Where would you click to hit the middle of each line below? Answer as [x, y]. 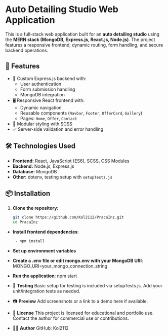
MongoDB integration [42, 94]
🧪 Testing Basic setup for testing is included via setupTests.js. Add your [88, 286]
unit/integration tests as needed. [46, 291]
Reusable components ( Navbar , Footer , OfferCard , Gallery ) [81, 113]
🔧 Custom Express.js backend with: [49, 78]
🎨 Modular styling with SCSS [42, 124]
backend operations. [27, 50]
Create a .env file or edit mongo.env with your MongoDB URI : [78, 260]
